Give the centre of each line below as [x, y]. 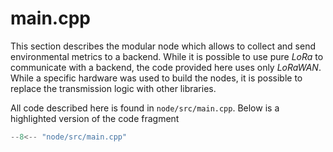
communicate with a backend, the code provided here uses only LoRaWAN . [166, 67]
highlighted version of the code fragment [95, 118]
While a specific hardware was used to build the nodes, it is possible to [156, 78]
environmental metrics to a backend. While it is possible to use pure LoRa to [167, 56]
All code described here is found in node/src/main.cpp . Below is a [145, 108]
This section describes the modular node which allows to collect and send [163, 46]
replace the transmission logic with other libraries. [113, 88]
